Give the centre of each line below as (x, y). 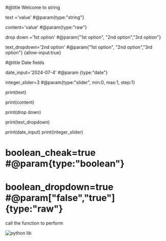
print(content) (20, 102)
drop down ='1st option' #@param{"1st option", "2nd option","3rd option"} (83, 37)
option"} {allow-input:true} (33, 53)
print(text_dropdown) (28, 122)
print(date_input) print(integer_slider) (44, 132)
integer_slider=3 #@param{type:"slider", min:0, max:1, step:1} (70, 82)
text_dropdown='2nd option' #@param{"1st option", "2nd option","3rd (79, 47)
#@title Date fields (25, 63)
